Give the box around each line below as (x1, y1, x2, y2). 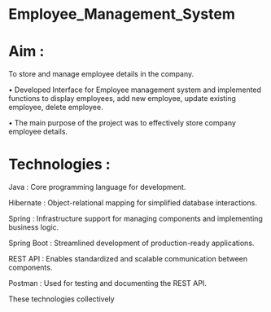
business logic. (8, 222, 59, 232)
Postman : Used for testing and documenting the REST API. (8, 279, 208, 288)
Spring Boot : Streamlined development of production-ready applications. (8, 238, 255, 248)
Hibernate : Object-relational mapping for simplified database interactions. (8, 198, 258, 208)
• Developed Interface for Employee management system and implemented (8, 85, 262, 94)
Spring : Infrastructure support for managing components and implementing (8, 213, 263, 224)
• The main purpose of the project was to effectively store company (8, 118, 236, 128)
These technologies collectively (8, 294, 116, 304)
